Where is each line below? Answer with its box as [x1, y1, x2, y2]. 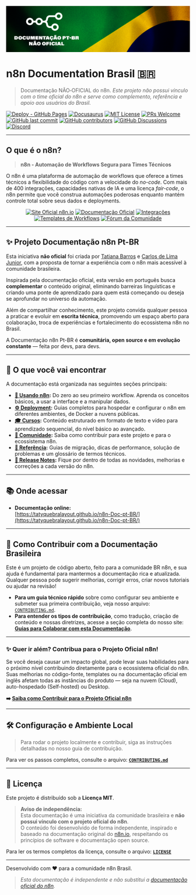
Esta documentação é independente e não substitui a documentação [20, 876, 188, 883]
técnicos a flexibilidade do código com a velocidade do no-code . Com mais [6, 178, 188, 185]
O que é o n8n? [6, 146, 62, 156]
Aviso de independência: [20, 805, 82, 813]
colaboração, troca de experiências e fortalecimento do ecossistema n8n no [6, 319, 190, 326]
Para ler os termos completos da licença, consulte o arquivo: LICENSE [6, 848, 171, 855]
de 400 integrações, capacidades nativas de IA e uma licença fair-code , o [6, 184, 184, 192]
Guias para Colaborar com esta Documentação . [14, 625, 132, 632]
